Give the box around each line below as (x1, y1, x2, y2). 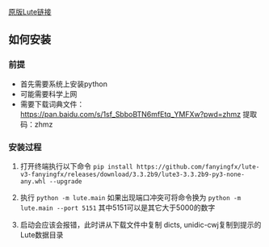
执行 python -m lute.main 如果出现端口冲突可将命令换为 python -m (19, 192, 242, 202)
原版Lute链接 (8, 7, 52, 16)
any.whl (19, 177, 46, 186)
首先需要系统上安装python (19, 79, 107, 89)
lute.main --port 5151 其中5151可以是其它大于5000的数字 (19, 203, 216, 212)
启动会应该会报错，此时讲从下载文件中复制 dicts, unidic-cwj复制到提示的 (19, 220, 262, 229)
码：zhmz (19, 119, 53, 129)
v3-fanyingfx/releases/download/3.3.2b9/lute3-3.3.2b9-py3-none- (19, 170, 245, 178)
